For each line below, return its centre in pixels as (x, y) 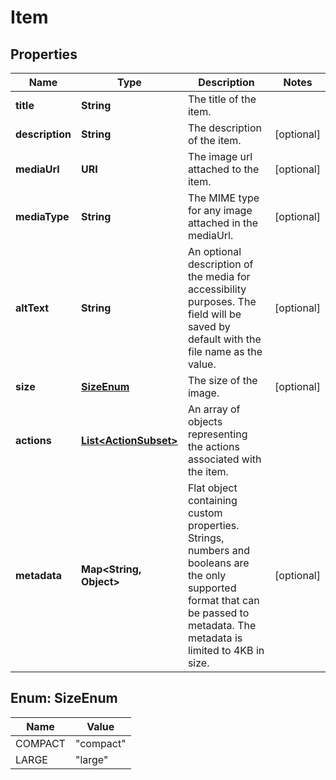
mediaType (42, 216)
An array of (214, 409)
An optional (214, 251)
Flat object (212, 488)
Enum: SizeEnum (64, 698)
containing (212, 500)
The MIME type (223, 198)
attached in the (223, 223)
